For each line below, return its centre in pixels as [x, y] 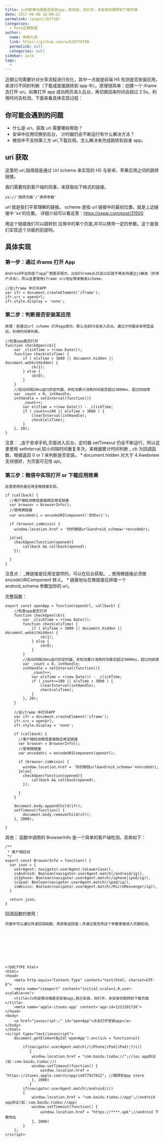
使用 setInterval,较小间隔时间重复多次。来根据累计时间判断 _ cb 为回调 [81, 449]
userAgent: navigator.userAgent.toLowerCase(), [64, 869]
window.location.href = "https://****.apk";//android [97, 1112]
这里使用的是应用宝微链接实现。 [33, 487]
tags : [11, 60]
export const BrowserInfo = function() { [48, 861]
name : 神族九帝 [24, 38]
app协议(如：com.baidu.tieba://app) [41, 1102]
